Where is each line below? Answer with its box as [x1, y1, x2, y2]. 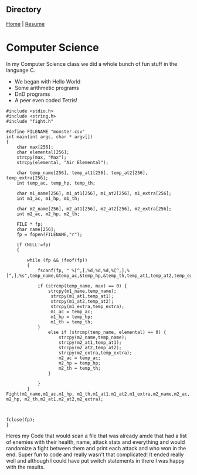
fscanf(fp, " [37, 267, 69, 273]
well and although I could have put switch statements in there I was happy [6, 457, 185, 464]
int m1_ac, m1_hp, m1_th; [16, 195, 80, 202]
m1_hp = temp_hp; [50, 314, 93, 320]
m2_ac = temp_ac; [58, 355, 101, 361]
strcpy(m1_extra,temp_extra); [50, 303, 125, 309]
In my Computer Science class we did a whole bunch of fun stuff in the [6, 60, 178, 67]
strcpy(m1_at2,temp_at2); [50, 298, 114, 305]
